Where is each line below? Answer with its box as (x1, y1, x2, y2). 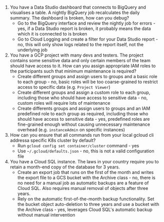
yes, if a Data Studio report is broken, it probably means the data (17, 26, 151, 32)
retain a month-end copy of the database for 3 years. (10, 164, 120, 170)
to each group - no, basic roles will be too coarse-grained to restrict (17, 79, 158, 85)
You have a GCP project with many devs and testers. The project (10, 52, 144, 58)
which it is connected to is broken (17, 31, 88, 37)
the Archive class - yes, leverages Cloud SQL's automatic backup (17, 206, 153, 212)
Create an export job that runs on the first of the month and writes (17, 169, 154, 175)
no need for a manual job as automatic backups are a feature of (17, 180, 149, 186)
